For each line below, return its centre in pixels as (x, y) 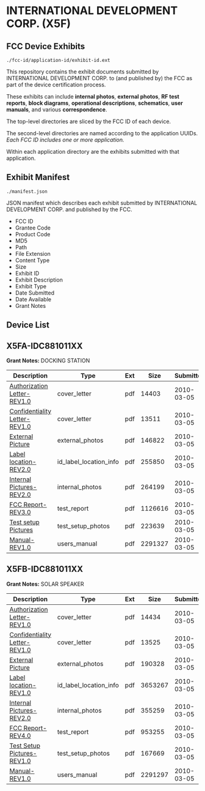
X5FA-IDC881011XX (45, 346)
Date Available (33, 299)
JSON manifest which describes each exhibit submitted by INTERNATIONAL (102, 203)
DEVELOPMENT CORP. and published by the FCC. (69, 209)
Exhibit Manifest (38, 177)
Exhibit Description (39, 280)
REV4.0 (20, 735)
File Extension (33, 253)
